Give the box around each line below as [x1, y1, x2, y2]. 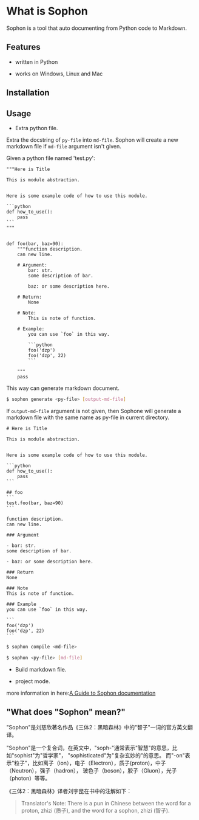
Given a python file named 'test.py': [6, 154, 95, 162]
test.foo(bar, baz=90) [6, 500, 64, 506]
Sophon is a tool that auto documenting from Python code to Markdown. [6, 24, 187, 32]
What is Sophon [6, 4, 88, 18]
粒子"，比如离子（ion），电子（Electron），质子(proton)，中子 [14, 759, 166, 767]
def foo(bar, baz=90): [6, 240, 64, 247]
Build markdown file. [15, 665, 67, 673]
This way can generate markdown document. [6, 384, 120, 392]
